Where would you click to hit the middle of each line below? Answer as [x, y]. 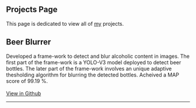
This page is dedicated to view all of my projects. [65, 23]
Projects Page [32, 10]
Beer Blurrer [29, 42]
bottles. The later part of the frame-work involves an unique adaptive [89, 68]
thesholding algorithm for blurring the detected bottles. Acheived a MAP [93, 75]
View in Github [24, 93]
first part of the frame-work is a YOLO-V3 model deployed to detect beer [94, 62]
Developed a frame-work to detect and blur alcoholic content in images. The [98, 56]
